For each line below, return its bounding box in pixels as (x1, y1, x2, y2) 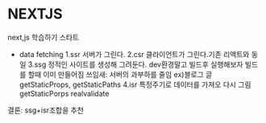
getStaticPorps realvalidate (19, 88, 110, 98)
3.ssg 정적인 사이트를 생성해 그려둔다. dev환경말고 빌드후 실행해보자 (27, 59, 243, 69)
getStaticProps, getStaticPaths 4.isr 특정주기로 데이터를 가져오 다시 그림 (19, 80, 251, 89)
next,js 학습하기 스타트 (7, 32, 80, 42)
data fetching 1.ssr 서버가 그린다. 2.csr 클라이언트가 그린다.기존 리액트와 (19, 49, 250, 59)
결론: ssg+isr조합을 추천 (7, 105, 84, 115)
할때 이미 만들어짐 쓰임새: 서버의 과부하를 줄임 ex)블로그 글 (27, 69, 213, 79)
